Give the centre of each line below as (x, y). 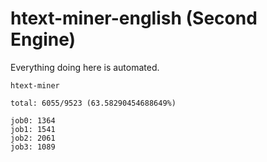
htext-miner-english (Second (134, 18)
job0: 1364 (33, 120)
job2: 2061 (33, 138)
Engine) (43, 39)
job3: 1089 (33, 147)
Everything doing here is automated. (85, 67)
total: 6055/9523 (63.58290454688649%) (93, 103)
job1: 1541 (33, 129)
